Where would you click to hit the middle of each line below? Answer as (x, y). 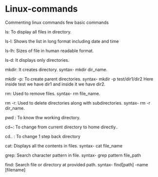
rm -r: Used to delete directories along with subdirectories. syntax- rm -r (78, 103)
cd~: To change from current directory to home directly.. (61, 127)
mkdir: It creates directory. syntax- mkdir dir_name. (56, 70)
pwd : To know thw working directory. (43, 117)
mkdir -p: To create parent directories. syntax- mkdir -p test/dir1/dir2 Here (79, 79)
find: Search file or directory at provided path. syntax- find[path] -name (77, 164)
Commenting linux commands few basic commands (57, 22)
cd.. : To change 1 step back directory (43, 136)
